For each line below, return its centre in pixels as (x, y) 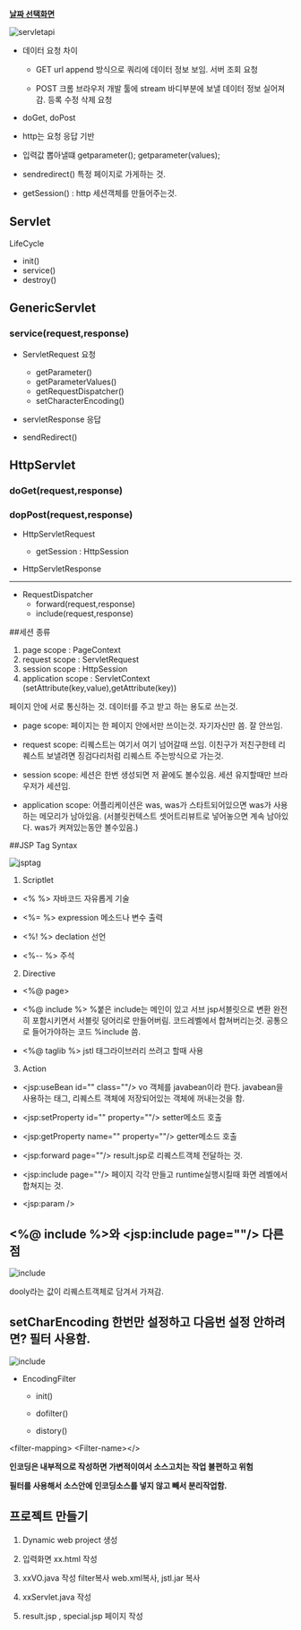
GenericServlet (53, 308)
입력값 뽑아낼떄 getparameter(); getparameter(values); (121, 155)
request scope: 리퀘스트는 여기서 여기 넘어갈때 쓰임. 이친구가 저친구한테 (149, 745)
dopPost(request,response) (71, 514)
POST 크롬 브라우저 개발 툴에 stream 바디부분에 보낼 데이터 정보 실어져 (160, 88)
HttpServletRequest (59, 534)
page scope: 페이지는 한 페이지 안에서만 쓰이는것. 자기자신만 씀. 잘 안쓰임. (153, 725)
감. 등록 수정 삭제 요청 (74, 99)
